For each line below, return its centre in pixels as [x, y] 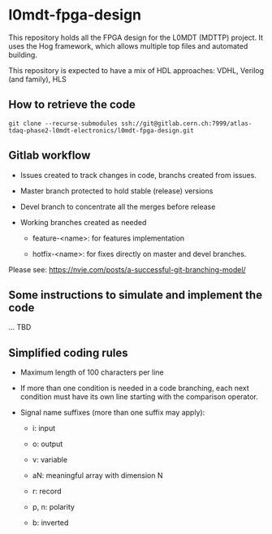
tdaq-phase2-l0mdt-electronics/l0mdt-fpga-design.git [101, 130]
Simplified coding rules [68, 352]
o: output [47, 444]
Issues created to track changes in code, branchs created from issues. [138, 175]
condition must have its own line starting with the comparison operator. [139, 397]
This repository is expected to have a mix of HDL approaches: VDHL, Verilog [136, 70]
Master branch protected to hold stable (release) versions [117, 191]
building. [23, 54]
